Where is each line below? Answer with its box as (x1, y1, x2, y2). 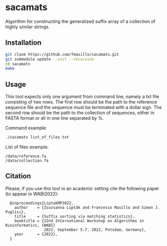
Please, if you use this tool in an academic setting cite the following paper (5, 185, 159, 191)
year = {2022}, (14, 231, 58, 237)
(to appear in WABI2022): (5, 191, 59, 197)
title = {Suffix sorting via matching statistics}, (14, 214, 136, 219)
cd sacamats (5, 61, 30, 66)
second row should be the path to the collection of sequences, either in (5, 110, 155, 116)
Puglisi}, (5, 209, 26, 215)
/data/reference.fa (5, 154, 47, 159)
